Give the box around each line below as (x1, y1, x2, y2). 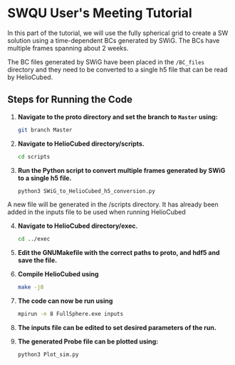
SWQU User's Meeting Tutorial (7, 5, 192, 21)
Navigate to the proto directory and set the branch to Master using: (17, 112, 219, 121)
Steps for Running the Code (7, 94, 133, 106)
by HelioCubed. (7, 73, 53, 81)
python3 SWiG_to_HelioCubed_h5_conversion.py (17, 187, 155, 194)
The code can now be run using (17, 296, 113, 305)
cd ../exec (17, 236, 51, 243)
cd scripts (17, 153, 51, 160)
